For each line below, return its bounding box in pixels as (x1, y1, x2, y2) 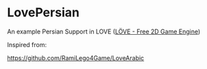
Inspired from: (7, 40, 47, 49)
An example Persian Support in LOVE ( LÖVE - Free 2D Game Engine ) (7, 27, 201, 36)
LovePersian (7, 5, 80, 20)
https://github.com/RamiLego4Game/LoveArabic (7, 53, 145, 62)
